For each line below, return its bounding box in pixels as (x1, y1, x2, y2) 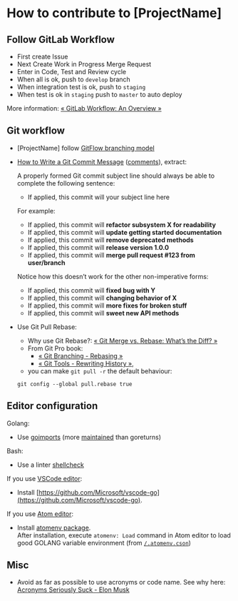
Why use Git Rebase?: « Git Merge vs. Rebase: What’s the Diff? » (27, 336, 218, 345)
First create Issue (16, 52, 68, 61)
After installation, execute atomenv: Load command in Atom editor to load (16, 530, 231, 540)
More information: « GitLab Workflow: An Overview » (6, 104, 162, 112)
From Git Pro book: (27, 344, 83, 353)
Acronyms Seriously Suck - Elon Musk (16, 585, 130, 594)
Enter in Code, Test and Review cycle (16, 68, 127, 76)
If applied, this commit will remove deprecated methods (27, 236, 194, 244)
